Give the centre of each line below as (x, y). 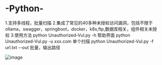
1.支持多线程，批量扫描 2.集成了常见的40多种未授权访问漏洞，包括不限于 (79, 23)
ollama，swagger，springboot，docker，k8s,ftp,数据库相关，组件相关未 (79, 29)
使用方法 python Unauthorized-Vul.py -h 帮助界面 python (72, 35)
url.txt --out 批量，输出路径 (33, 47)
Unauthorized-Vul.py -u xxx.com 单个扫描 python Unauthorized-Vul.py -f (80, 41)
